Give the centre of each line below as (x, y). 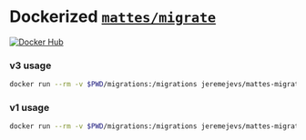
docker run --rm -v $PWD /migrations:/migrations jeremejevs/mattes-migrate (156, 85)
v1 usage (30, 108)
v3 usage (31, 65)
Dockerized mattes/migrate (113, 17)
